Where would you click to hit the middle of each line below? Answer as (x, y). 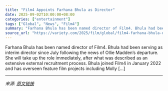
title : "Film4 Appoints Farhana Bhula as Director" (60, 10)
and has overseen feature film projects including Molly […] (65, 68)
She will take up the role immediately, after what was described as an (76, 58)
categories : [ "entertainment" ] (38, 19)
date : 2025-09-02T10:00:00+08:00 (40, 14)
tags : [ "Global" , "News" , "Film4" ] (42, 24)
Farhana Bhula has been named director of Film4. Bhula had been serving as (84, 47)
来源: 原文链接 (19, 83)
